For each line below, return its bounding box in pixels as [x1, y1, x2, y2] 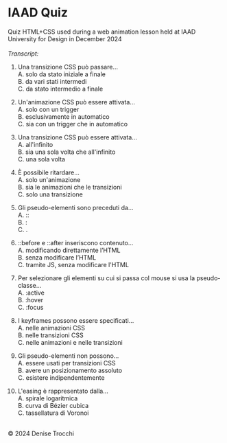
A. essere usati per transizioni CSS [17, 359, 116, 367]
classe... [17, 281, 42, 289]
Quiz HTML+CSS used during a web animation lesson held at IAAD [8, 27, 196, 36]
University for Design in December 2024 [8, 34, 122, 43]
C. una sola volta [17, 155, 66, 163]
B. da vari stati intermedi [17, 77, 87, 85]
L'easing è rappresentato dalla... [17, 387, 109, 395]
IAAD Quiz [8, 5, 68, 21]
